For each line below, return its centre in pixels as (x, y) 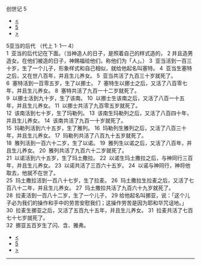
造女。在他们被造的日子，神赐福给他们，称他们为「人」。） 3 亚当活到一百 (97, 61)
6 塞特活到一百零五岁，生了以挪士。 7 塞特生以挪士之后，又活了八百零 (94, 83)
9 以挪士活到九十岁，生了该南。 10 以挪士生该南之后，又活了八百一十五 (95, 98)
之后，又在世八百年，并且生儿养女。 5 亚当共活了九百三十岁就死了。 (91, 76)
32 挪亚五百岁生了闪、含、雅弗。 (48, 225)
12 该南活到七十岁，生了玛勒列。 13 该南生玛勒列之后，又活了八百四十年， (99, 113)
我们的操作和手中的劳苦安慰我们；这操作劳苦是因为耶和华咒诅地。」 (104, 203)
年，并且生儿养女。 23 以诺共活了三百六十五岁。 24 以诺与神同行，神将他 (98, 165)
